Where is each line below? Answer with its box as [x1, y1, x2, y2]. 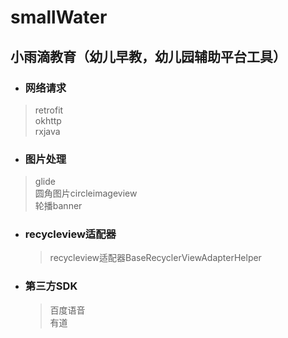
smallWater [10, 6, 108, 29]
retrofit [34, 104, 64, 116]
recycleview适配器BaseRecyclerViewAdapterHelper [49, 252, 262, 264]
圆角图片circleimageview [34, 187, 138, 200]
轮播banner [34, 200, 83, 212]
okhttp [34, 114, 62, 126]
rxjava [34, 125, 61, 137]
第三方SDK [24, 279, 78, 293]
